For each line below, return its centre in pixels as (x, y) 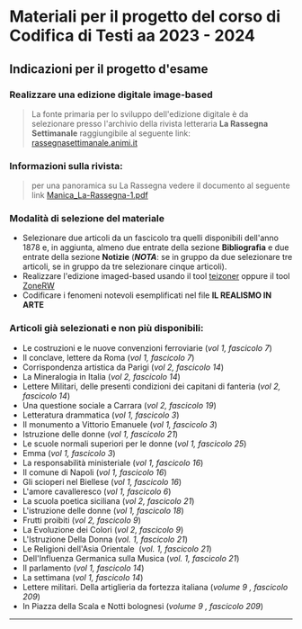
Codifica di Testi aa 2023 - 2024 (133, 36)
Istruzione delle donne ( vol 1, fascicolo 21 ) (100, 434)
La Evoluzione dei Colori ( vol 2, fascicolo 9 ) (103, 529)
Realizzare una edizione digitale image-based (111, 94)
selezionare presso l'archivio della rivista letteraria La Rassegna (150, 123)
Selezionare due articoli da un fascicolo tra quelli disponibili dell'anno (150, 238)
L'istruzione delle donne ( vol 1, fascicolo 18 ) (103, 510)
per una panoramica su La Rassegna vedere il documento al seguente (160, 185)
